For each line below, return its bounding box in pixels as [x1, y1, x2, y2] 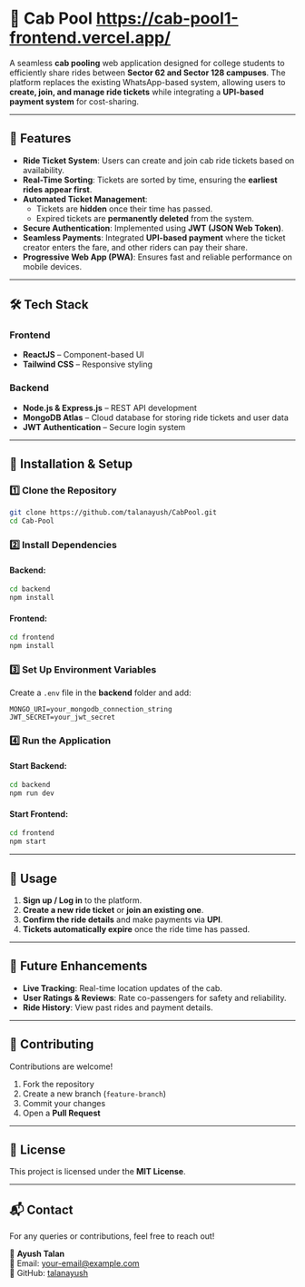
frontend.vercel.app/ [9, 27, 171, 48]
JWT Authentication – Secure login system [22, 421, 186, 432]
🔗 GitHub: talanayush [9, 1268, 89, 1279]
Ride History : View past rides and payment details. [22, 1002, 213, 1013]
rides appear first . [22, 183, 93, 194]
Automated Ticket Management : [22, 193, 148, 204]
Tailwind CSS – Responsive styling [22, 359, 152, 370]
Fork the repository [22, 1078, 95, 1089]
